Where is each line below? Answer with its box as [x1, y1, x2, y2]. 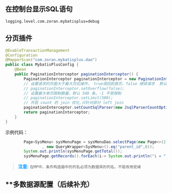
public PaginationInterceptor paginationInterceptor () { [14, 72, 139, 77]
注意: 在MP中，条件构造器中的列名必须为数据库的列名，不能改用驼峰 [17, 163, 141, 170]
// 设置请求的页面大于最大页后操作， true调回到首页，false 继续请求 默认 [24, 81, 167, 86]
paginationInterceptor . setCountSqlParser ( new [24, 105, 123, 110]
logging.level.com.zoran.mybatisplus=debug [5, 18, 100, 24]
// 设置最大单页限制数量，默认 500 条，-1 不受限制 [24, 91, 121, 96]
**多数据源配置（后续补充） [5, 180, 94, 188]
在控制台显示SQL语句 [5, 5, 73, 14]
